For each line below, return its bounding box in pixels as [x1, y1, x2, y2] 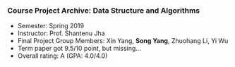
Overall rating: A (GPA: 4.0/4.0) [17, 51, 108, 60]
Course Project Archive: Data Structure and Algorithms [7, 6, 200, 16]
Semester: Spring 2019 [17, 22, 85, 30]
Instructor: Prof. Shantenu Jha [17, 29, 105, 37]
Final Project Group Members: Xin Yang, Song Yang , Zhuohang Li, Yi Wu [17, 37, 229, 45]
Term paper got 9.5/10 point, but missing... [17, 44, 141, 53]
